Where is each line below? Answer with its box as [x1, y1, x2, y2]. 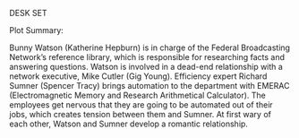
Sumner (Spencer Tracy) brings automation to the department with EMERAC [9, 81, 290, 91]
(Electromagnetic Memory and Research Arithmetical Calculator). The [9, 90, 267, 100]
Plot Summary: [9, 25, 64, 35]
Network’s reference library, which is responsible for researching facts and [9, 52, 285, 62]
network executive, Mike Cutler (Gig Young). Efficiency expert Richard [9, 71, 268, 82]
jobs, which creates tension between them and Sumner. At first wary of [9, 109, 271, 119]
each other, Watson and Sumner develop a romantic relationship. [9, 118, 249, 129]
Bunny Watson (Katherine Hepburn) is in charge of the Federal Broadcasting [9, 42, 291, 53]
